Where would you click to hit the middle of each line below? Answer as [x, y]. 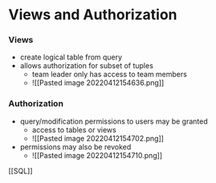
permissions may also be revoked [75, 147]
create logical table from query [71, 57]
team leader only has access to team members [109, 75]
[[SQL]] [21, 171]
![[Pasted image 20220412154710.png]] [97, 155]
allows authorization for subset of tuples [87, 66]
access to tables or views [74, 129]
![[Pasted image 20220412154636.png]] [98, 83]
